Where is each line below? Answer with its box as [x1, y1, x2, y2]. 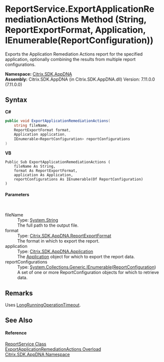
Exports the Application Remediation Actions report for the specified [5, 51, 143, 57]
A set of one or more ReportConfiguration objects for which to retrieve [17, 270, 159, 275]
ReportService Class [5, 341, 47, 347]
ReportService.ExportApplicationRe [5, 3, 155, 15]
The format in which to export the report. [17, 238, 100, 244]
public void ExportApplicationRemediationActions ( [5, 118, 111, 123]
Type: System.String [17, 217, 59, 223]
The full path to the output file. [17, 222, 79, 228]
